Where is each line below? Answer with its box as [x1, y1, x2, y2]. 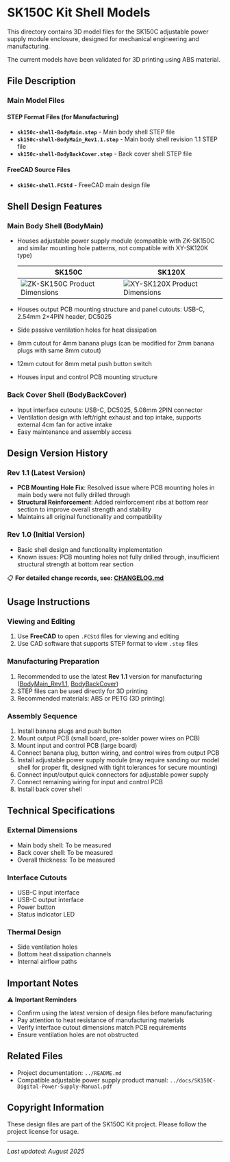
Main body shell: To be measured [16, 841, 112, 849]
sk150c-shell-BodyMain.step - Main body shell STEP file [16, 128, 175, 136]
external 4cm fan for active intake [16, 420, 112, 428]
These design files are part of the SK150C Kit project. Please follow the [7, 1119, 207, 1128]
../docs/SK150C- [169, 1077, 216, 1084]
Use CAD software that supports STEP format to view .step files [16, 640, 199, 648]
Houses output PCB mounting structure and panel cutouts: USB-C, [16, 305, 205, 313]
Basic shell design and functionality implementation [16, 545, 163, 553]
